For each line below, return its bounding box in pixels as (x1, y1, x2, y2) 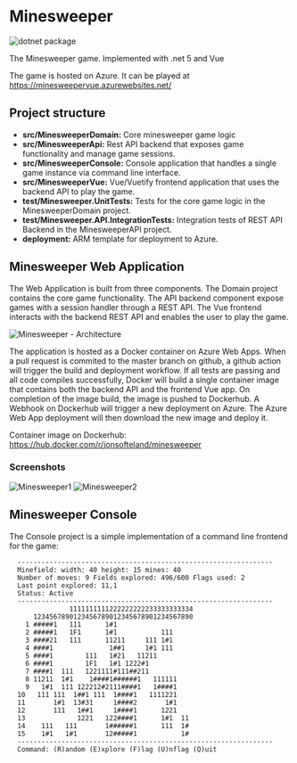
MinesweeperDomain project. (21, 205, 131, 216)
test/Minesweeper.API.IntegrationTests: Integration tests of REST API (21, 214, 283, 225)
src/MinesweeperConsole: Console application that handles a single (21, 158, 277, 168)
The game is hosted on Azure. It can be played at (9, 70, 190, 81)
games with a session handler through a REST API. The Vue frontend (9, 301, 262, 313)
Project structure (9, 105, 106, 121)
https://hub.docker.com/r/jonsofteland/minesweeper (9, 439, 202, 449)
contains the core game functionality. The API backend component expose (9, 292, 284, 303)
